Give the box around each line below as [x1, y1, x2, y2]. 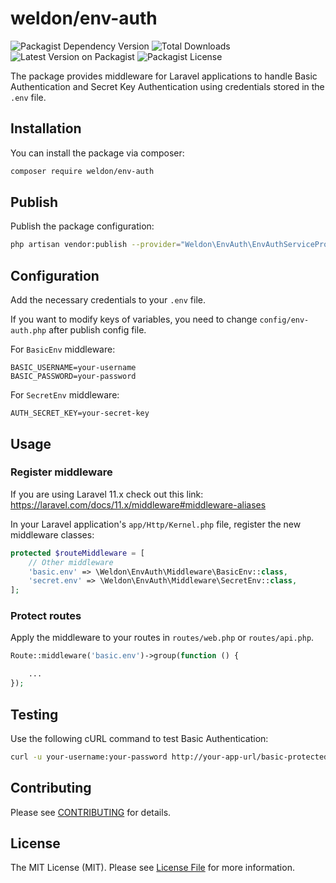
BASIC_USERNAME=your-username [10, 363, 137, 373]
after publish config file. [48, 324, 147, 336]
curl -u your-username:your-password [10, 752, 168, 762]
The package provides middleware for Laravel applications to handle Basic [10, 70, 318, 82]
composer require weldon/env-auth [10, 166, 155, 176]
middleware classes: [10, 528, 95, 541]
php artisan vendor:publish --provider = [10, 240, 182, 250]
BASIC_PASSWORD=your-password [10, 372, 137, 382]
